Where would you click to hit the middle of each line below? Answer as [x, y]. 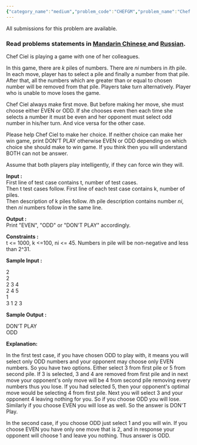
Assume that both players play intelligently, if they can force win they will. [95, 164]
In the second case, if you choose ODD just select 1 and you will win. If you [97, 423]
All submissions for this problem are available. [62, 28]
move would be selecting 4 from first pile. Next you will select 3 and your [95, 393]
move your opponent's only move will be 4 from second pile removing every [98, 380]
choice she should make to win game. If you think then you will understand [96, 147]
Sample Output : [26, 314]
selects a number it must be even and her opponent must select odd [89, 117]
